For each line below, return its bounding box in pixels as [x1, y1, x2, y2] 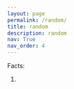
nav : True [7, 36, 36, 43]
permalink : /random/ [7, 17, 68, 24]
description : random [7, 29, 68, 37]
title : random [7, 23, 49, 30]
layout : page [7, 10, 45, 17]
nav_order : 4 [7, 42, 45, 49]
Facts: [7, 62, 25, 70]
